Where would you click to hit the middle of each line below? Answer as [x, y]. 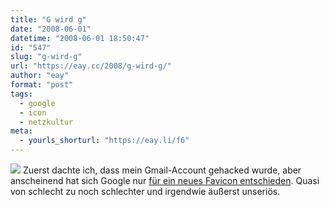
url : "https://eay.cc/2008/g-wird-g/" [91, 66]
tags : [21, 94]
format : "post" [42, 85]
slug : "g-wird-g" [46, 57]
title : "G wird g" [48, 19]
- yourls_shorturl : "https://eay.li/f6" [104, 141]
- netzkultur [46, 122]
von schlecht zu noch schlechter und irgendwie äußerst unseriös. [145, 191]
